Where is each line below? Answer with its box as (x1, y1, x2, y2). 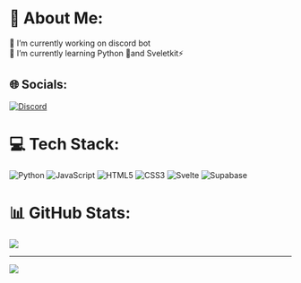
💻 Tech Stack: (9, 133, 120, 154)
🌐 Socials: (9, 77, 68, 92)
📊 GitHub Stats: (9, 202, 132, 223)
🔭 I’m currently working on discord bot (9, 38, 150, 48)
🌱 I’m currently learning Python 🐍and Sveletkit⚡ (9, 47, 184, 58)
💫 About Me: (9, 8, 104, 29)
